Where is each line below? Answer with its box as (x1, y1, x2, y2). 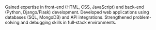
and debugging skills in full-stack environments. (20, 19, 117, 25)
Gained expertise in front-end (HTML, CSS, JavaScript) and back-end (5, 4, 144, 10)
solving (5, 19, 20, 25)
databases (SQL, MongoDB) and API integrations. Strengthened (5, 15, 132, 20)
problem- (133, 15, 152, 20)
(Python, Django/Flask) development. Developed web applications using (5, 9, 149, 15)
